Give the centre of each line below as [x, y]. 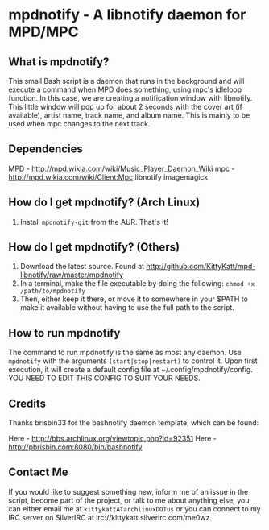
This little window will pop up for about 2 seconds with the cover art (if [126, 107]
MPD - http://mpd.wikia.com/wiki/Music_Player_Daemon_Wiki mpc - [122, 168]
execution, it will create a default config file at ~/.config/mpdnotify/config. [131, 370]
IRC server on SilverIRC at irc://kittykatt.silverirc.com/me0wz [109, 517]
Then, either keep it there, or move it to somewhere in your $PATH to [134, 299]
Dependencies [46, 149]
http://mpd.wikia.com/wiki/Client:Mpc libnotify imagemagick [108, 177]
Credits [27, 403]
